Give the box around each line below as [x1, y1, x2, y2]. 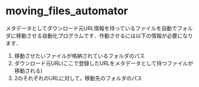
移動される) [14, 67, 43, 74]
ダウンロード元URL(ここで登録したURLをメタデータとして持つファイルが [14, 60, 194, 67]
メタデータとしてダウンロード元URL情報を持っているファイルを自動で [5, 24, 178, 32]
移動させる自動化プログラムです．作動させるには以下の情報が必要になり [15, 32, 194, 39]
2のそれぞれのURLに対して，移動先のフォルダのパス [14, 74, 142, 82]
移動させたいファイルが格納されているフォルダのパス [14, 52, 145, 59]
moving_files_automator [5, 4, 129, 18]
